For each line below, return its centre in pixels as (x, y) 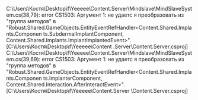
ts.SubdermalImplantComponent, (84, 34)
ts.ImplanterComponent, (73, 78)
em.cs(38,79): (23, 15)
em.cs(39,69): (23, 59)
